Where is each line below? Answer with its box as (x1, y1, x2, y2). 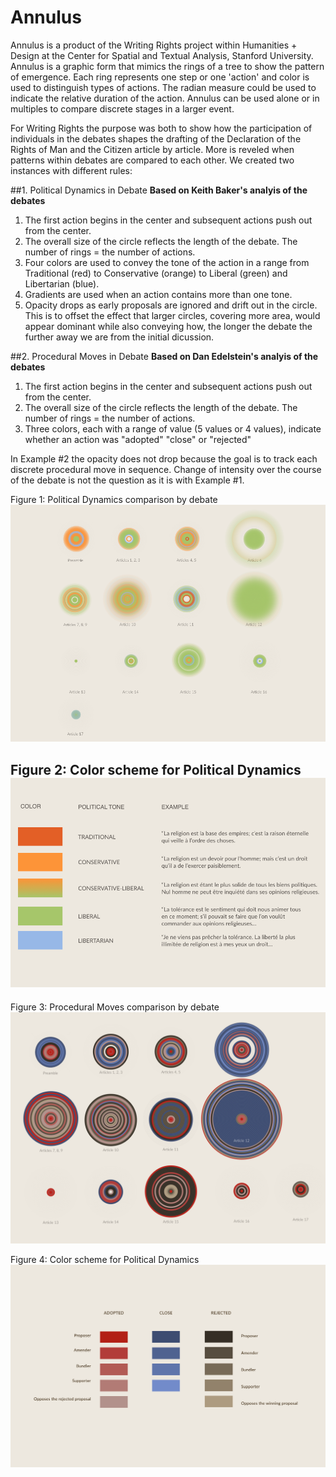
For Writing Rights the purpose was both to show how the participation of (10, 122, 313, 134)
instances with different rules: (10, 164, 133, 176)
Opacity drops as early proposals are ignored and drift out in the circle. (24, 299, 318, 311)
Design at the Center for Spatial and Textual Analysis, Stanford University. (10, 49, 314, 61)
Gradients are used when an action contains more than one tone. (24, 288, 293, 300)
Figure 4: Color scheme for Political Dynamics (10, 1253, 200, 1265)
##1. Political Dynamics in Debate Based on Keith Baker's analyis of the (10, 184, 308, 196)
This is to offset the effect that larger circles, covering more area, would (24, 309, 321, 321)
